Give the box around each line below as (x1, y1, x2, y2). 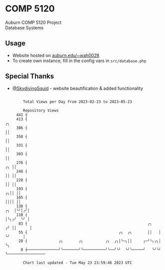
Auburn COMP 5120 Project (5, 19, 62, 25)
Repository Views (23, 108, 59, 113)
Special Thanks (5, 72, 54, 81)
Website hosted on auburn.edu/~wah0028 (12, 52, 99, 58)
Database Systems (5, 24, 44, 30)
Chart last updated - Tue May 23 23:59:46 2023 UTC (23, 260, 133, 265)
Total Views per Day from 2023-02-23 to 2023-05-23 (23, 99, 133, 104)
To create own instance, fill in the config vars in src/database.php (12, 58, 147, 64)
